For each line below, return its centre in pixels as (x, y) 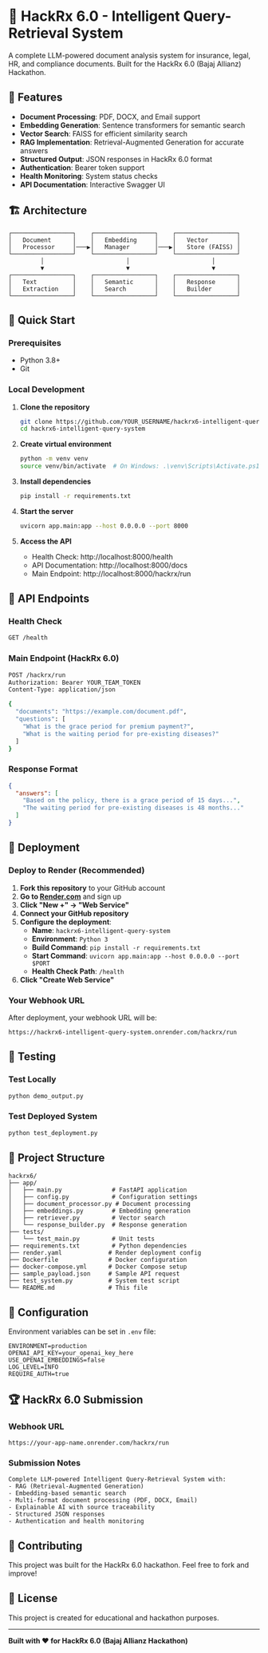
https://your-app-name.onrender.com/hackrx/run (89, 1443)
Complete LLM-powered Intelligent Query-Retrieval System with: (117, 1480)
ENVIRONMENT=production (48, 1347)
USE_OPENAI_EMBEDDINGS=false (57, 1360)
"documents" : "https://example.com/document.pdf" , (101, 712)
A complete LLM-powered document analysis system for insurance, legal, (130, 55)
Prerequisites (35, 342)
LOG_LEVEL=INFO (33, 1367)
